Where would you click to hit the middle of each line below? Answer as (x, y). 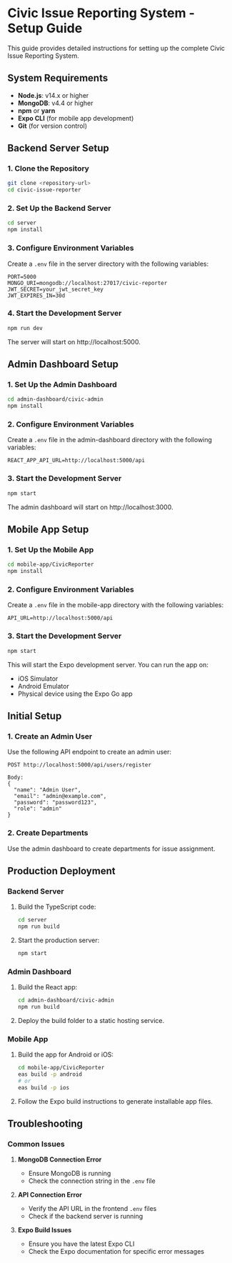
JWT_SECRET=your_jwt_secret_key (55, 289)
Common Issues (36, 1144)
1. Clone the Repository (48, 169)
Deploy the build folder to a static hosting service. (91, 1020)
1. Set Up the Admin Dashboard (62, 385)
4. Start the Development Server (65, 314)
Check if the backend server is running (86, 1217)
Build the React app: (47, 987)
